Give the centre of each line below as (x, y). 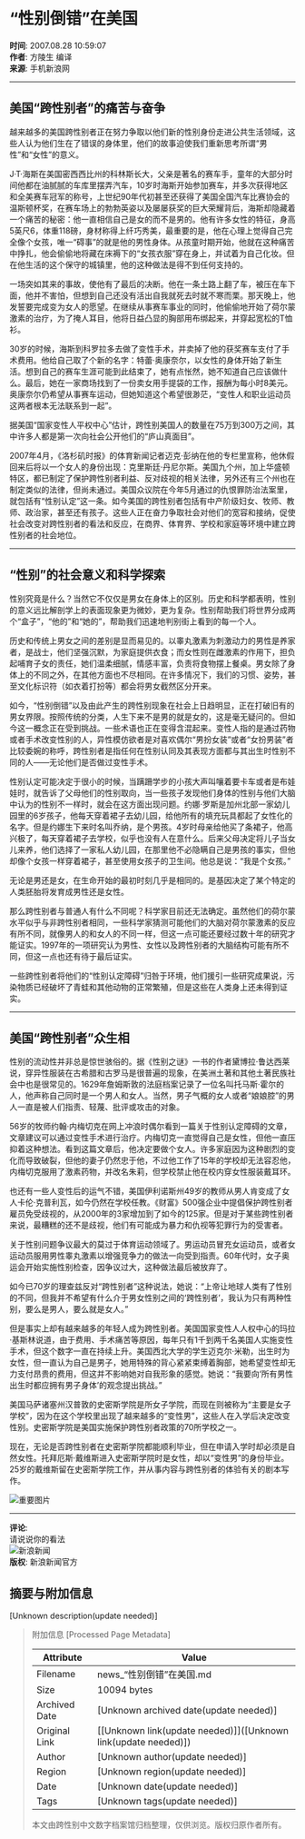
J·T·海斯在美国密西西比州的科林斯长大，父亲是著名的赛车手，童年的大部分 (147, 174)
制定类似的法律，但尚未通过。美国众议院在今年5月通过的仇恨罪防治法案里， (151, 489)
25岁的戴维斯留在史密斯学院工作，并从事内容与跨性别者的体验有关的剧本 (145, 1469)
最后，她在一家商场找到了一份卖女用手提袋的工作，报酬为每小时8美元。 (159, 383)
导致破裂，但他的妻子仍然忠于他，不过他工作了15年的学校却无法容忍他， (160, 1160)
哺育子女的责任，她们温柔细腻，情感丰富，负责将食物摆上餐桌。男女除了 (152, 663)
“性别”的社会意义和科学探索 (88, 575)
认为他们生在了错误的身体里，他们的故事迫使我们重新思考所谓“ (143, 143)
